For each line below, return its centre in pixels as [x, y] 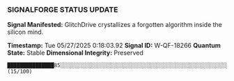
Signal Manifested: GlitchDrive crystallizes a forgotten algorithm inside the [115, 25]
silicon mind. [25, 32]
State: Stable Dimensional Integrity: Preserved [76, 53]
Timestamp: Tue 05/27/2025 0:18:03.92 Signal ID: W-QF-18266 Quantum [114, 46]
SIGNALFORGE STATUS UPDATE [63, 10]
